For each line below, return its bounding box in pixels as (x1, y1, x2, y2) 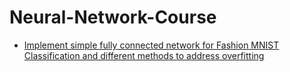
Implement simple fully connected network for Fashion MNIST (23, 39, 280, 51)
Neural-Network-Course (9, 6, 217, 29)
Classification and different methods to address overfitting (23, 49, 265, 61)
